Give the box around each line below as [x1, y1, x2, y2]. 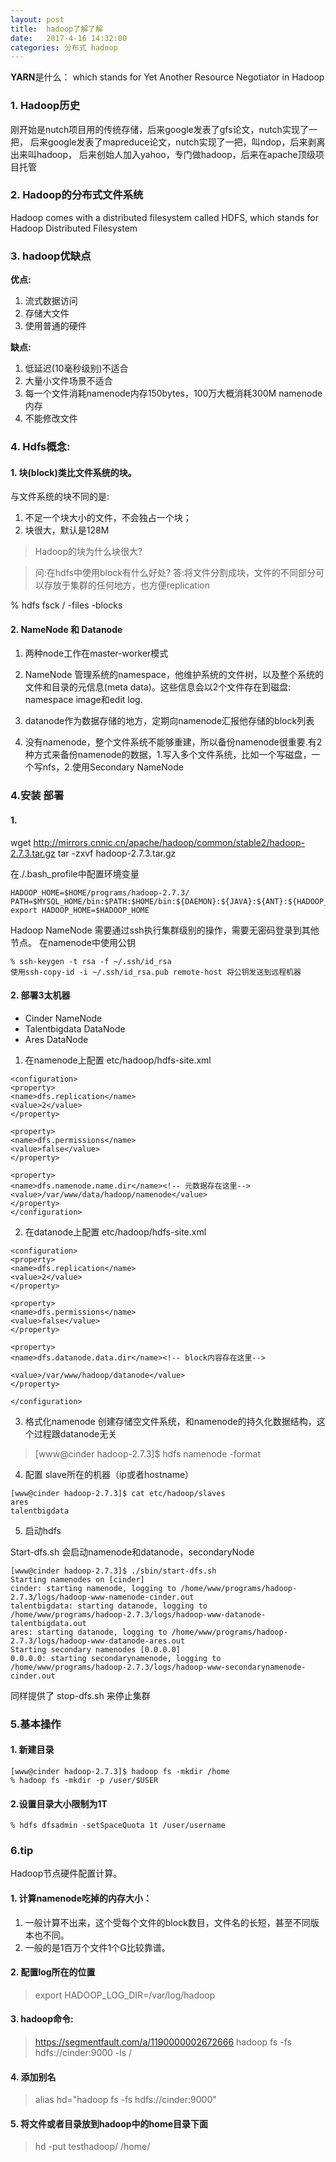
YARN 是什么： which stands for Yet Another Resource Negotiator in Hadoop [10, 71, 325, 83]
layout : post [10, 14, 65, 25]
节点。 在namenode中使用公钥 [10, 936, 136, 948]
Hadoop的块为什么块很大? [34, 546, 143, 558]
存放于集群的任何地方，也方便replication [43, 579, 210, 591]
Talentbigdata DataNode [24, 1022, 126, 1035]
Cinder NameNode [24, 1012, 103, 1024]
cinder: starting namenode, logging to [10, 1583, 177, 1593]
